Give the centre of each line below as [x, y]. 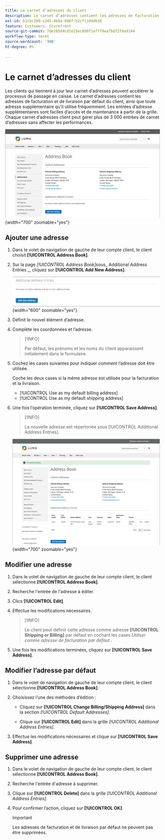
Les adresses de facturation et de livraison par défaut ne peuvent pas [82, 827]
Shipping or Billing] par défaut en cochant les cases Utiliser [85, 635]
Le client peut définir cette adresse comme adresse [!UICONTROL [91, 630]
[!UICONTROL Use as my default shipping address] [71, 398]
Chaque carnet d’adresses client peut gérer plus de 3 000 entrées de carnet [82, 117]
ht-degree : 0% [20, 47]
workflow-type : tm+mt [27, 37]
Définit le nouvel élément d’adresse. [48, 320]
